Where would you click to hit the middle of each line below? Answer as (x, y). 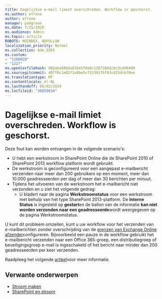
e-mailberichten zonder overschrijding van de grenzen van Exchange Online (81, 230)
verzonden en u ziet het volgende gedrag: (54, 189)
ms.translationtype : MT (29, 77)
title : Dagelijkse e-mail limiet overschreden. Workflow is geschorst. (79, 9)
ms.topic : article (23, 37)
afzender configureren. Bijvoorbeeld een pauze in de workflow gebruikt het (79, 235)
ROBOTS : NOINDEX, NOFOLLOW (32, 41)
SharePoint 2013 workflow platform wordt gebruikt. (63, 164)
